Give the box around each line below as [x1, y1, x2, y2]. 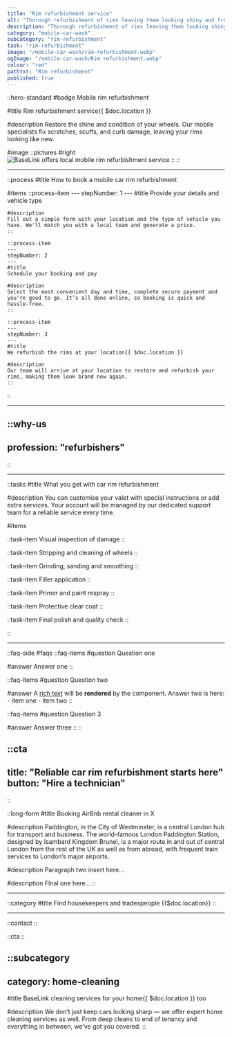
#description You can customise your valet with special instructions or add [7, 493, 220, 502]
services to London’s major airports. [7, 852, 110, 860]
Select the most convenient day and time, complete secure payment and [7, 289, 217, 296]
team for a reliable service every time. [7, 508, 115, 516]
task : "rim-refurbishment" [7, 42, 85, 49]
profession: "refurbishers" [7, 442, 126, 453]
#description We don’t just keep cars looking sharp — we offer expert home [7, 1007, 223, 1016]
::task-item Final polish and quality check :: [7, 615, 129, 624]
